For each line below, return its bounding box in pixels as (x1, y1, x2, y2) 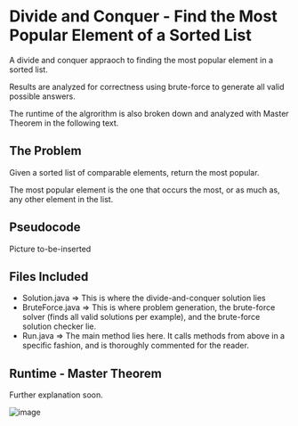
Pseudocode (9, 220, 82, 235)
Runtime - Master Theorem (9, 365, 162, 381)
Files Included (9, 269, 89, 284)
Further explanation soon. (9, 389, 104, 400)
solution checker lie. (21, 321, 96, 332)
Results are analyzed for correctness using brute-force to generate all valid (9, 81, 285, 92)
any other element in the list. (9, 193, 114, 204)
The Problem (9, 143, 82, 159)
